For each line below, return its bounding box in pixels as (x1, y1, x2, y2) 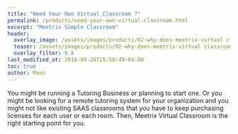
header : (7, 30, 30, 37)
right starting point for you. (7, 118, 86, 127)
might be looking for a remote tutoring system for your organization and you (7, 96, 229, 104)
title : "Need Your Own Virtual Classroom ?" (7, 10, 141, 18)
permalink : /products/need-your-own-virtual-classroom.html (7, 17, 189, 24)
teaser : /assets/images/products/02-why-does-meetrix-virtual (13, 43, 201, 50)
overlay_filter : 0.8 (13, 50, 74, 57)
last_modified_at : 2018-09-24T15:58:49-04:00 (7, 56, 144, 63)
